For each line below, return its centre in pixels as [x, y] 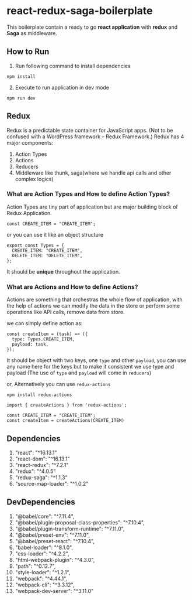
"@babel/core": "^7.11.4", [45, 516]
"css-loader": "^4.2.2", [42, 553]
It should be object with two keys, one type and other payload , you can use [96, 360]
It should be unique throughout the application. [63, 271]
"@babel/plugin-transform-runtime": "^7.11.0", [70, 529]
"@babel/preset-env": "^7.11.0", [52, 535]
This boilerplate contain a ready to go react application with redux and [92, 27]
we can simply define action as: [45, 323]
